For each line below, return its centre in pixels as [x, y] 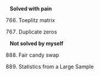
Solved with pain [31, 9]
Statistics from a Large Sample [56, 66]
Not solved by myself [37, 43]
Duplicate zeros [37, 32]
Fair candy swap [39, 55]
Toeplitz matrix [37, 20]
